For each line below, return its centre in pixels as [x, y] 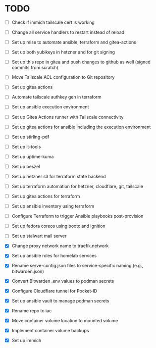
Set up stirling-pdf [30, 137]
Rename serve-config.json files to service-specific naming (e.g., [78, 266]
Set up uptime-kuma [33, 156]
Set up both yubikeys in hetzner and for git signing [63, 52]
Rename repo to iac [32, 310]
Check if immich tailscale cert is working [53, 22]
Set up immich [26, 340]
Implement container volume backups [50, 330]
